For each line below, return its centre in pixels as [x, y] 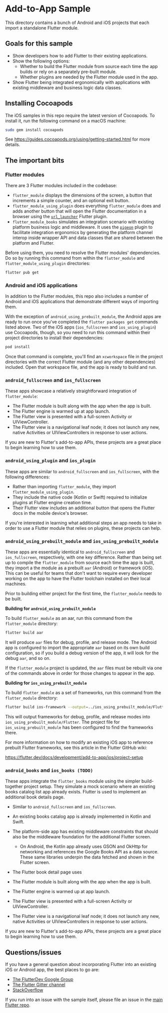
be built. [14, 599]
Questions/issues [33, 952]
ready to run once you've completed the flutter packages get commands [82, 322]
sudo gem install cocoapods [34, 130]
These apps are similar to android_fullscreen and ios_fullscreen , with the [82, 471]
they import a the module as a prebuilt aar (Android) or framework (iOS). [79, 568]
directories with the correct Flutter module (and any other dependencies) [80, 362]
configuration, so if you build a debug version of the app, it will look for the [82, 653]
